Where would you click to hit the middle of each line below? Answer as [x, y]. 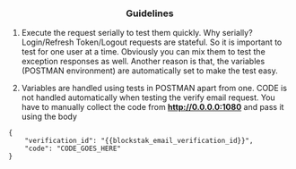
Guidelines [150, 13]
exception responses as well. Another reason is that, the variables [143, 62]
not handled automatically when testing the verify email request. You [148, 97]
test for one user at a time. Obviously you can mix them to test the [143, 52]
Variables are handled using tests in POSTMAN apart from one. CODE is [154, 89]
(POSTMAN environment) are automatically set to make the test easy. [150, 71]
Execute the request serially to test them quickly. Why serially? [137, 33]
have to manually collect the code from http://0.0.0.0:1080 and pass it [152, 107]
